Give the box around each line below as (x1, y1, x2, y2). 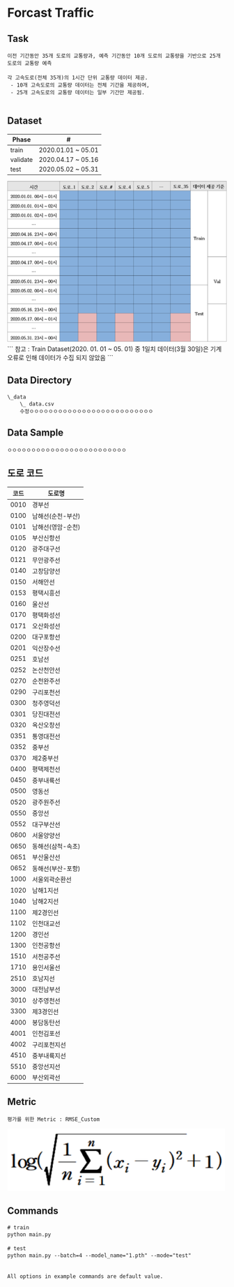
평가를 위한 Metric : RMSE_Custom (7, 1115, 100, 1123)
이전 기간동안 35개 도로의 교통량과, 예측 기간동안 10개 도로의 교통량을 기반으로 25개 (7, 52, 221, 59)
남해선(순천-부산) (32, 512, 81, 520)
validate (10, 155, 33, 163)
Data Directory (7, 374, 72, 386)
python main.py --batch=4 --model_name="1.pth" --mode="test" (7, 1252, 192, 1259)
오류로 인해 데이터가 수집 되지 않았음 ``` (7, 354, 114, 362)
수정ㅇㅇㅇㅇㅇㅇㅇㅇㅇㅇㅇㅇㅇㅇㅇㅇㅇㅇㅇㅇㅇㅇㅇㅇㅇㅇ (19, 408, 153, 415)
